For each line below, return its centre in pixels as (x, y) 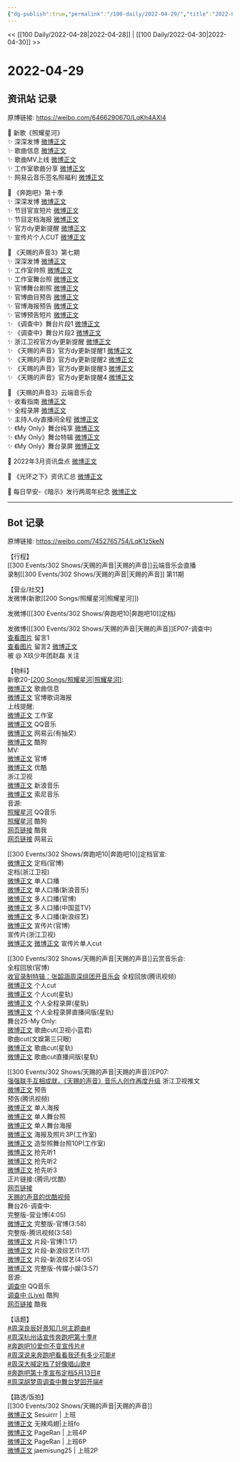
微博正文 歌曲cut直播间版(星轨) (53, 1057)
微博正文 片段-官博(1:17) (42, 1242)
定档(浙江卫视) (29, 872)
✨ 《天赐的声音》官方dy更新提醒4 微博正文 (71, 377)
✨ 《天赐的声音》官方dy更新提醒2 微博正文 (71, 359)
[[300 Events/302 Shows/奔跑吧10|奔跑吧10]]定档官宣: (87, 854)
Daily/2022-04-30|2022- (190, 34)
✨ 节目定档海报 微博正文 (43, 219)
